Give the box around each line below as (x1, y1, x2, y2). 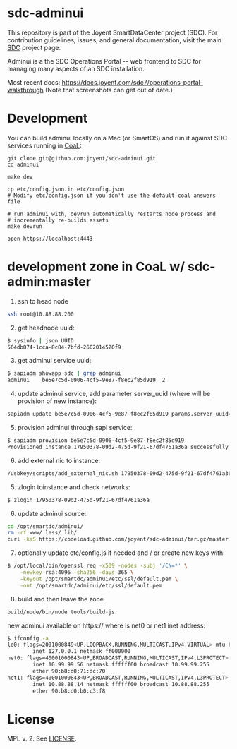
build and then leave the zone (17, 594, 104, 603)
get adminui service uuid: (17, 356, 92, 365)
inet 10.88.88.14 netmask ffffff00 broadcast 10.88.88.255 (32, 681, 210, 688)
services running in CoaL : (7, 141, 83, 150)
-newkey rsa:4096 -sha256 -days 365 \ (20, 569, 134, 576)
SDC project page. (7, 43, 61, 52)
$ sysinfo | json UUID (7, 337, 74, 344)
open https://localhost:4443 (7, 235, 93, 242)
